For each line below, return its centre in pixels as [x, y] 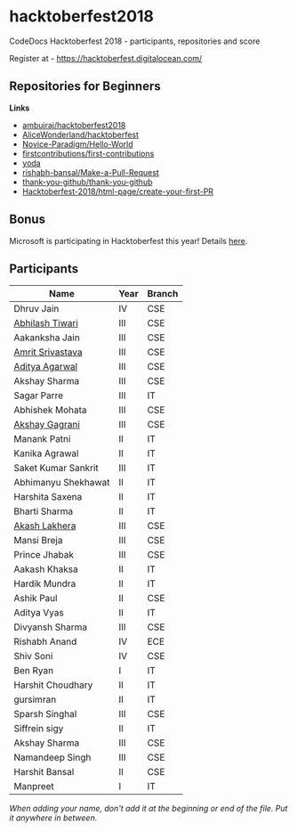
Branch [163, 294]
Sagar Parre [39, 396]
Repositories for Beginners [85, 86]
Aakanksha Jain [47, 338]
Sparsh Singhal [45, 714]
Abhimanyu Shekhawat [62, 483]
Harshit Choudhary [53, 685]
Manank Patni [42, 439]
